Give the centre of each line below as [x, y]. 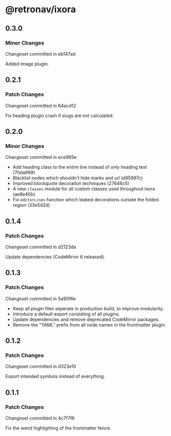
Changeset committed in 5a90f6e [41, 299]
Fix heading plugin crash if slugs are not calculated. [59, 116]
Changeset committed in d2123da [41, 247]
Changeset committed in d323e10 [41, 366]
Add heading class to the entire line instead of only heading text [80, 167]
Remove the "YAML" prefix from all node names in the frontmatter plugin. [89, 325]
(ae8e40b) [24, 194]
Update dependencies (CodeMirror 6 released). [55, 257]
